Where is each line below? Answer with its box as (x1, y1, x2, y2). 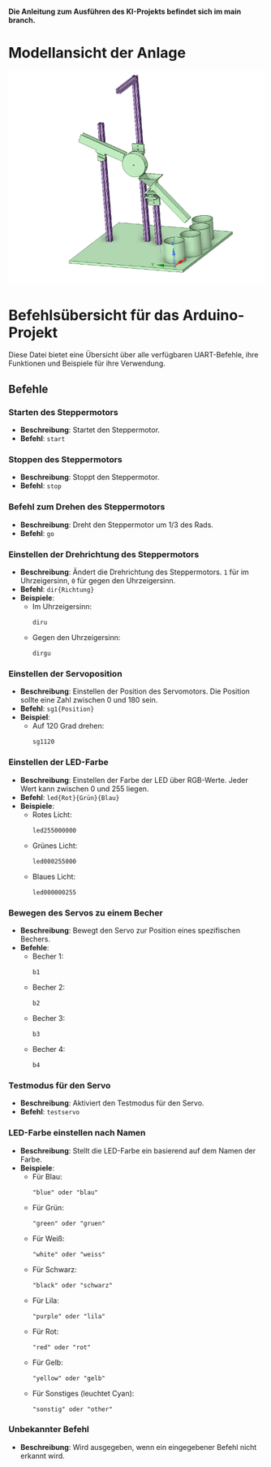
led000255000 (32, 857, 77, 865)
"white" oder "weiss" (32, 1250, 105, 1258)
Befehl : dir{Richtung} (19, 585, 95, 595)
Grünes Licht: (32, 841, 78, 850)
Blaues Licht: (32, 872, 75, 881)
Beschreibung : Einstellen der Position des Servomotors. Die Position (19, 686, 250, 696)
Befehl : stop (19, 481, 62, 491)
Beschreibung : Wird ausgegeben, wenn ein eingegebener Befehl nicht (19, 1442, 257, 1452)
